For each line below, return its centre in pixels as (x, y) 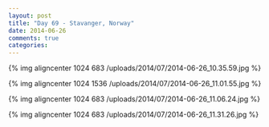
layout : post (30, 16)
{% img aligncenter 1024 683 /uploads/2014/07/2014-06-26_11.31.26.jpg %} (134, 115)
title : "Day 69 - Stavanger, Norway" (71, 23)
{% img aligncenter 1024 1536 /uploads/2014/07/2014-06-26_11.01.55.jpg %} (135, 84)
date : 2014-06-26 (37, 30)
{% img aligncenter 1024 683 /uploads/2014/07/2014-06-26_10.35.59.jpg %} (135, 68)
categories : (28, 46)
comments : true (34, 38)
